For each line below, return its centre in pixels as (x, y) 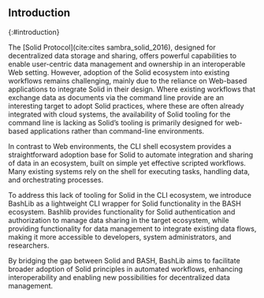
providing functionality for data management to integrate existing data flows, (132, 229)
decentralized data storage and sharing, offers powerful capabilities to (123, 55)
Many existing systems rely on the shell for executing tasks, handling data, (129, 171)
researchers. (29, 245)
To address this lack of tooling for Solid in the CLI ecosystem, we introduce (130, 195)
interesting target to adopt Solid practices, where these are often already (126, 106)
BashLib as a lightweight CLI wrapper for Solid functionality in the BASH (125, 203)
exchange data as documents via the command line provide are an (116, 97)
